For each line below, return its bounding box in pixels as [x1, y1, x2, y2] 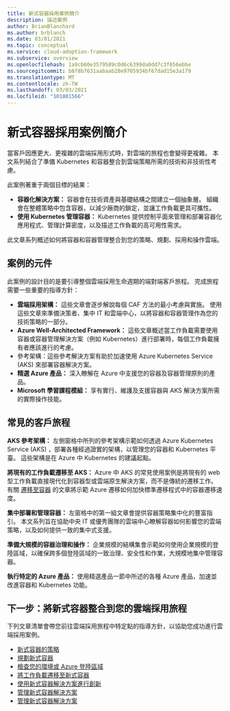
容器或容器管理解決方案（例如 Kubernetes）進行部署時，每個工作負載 [16, 335, 214, 343]
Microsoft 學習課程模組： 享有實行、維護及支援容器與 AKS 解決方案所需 [16, 386, 220, 394]
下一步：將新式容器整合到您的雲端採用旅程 [7, 602, 187, 614]
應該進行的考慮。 [29, 343, 77, 351]
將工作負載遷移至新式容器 [16, 671, 90, 679]
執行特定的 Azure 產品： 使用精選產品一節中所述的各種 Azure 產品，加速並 [7, 572, 218, 580]
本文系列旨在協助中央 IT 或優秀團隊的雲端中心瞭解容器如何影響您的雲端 [20, 517, 222, 526]
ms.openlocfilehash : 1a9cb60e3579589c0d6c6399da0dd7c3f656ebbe [7, 61, 192, 68]
